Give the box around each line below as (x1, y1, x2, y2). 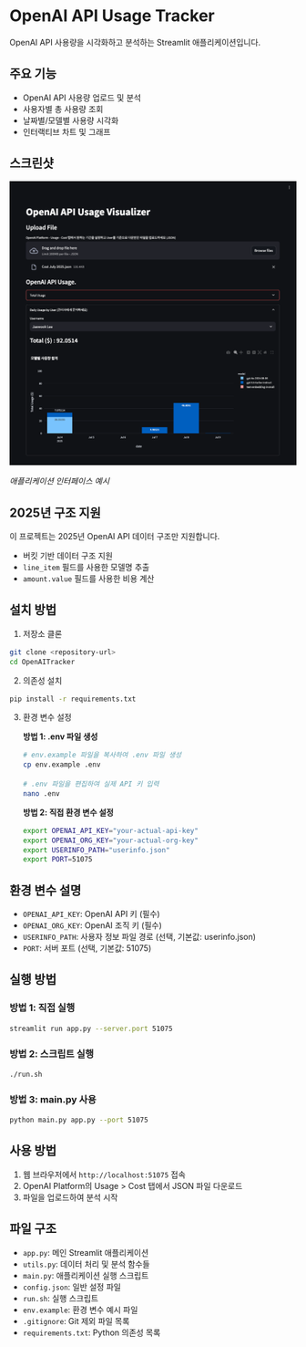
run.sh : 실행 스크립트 (22, 1292, 98, 1303)
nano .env (22, 788, 61, 799)
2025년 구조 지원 (9, 505, 102, 520)
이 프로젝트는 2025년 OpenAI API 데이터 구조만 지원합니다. (9, 530, 220, 541)
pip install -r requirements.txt (9, 694, 137, 704)
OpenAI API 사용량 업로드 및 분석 (22, 92, 141, 103)
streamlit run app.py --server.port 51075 (9, 1024, 173, 1033)
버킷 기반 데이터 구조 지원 (22, 549, 114, 561)
